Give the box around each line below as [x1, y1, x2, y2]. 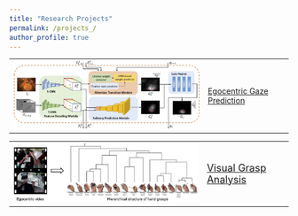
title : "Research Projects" [9, 14, 114, 23]
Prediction [208, 95, 246, 105]
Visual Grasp [207, 161, 267, 174]
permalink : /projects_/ [9, 23, 98, 33]
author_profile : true [9, 33, 90, 42]
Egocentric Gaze [208, 85, 269, 96]
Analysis [207, 173, 247, 186]
